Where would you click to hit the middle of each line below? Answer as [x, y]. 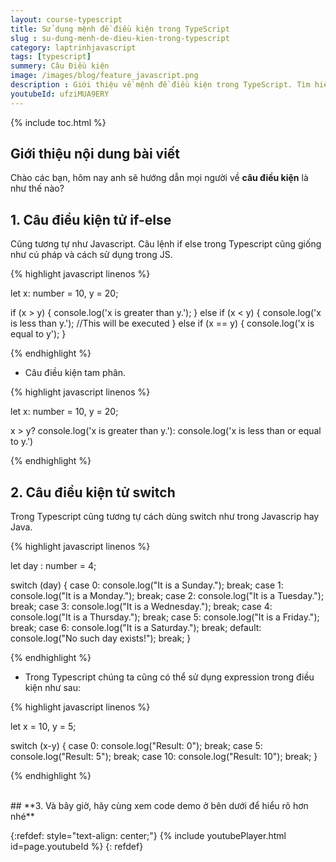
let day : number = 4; [53, 566]
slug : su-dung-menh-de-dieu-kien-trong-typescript [120, 38]
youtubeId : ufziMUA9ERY [60, 94]
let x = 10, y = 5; [43, 727]
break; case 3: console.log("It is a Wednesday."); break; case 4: [141, 607]
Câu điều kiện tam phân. [75, 373]
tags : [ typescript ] [51, 57]
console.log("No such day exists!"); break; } [101, 638]
